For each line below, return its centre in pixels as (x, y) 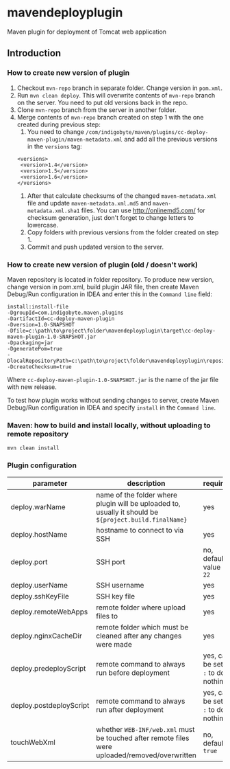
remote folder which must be (142, 627)
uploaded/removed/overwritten (146, 755)
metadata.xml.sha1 (53, 211)
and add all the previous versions (171, 139)
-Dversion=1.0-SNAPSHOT (41, 324)
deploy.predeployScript (48, 668)
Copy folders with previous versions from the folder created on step (123, 232)
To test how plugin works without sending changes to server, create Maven (113, 400)
